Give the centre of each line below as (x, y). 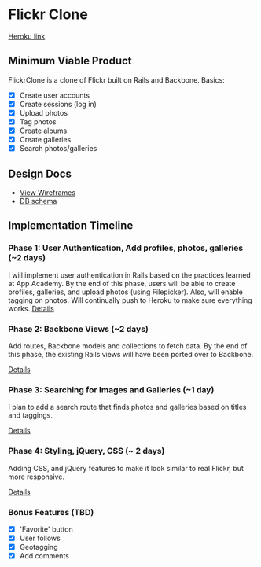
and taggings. (30, 415)
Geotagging (39, 547)
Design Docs (40, 173)
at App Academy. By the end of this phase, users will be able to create (122, 283)
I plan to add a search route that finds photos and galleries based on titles (127, 407)
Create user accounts (55, 95)
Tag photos (38, 121)
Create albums (43, 131)
